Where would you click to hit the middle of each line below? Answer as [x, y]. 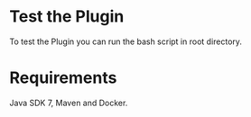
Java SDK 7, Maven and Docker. [69, 103]
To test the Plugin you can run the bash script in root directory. [125, 41]
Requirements [63, 78]
